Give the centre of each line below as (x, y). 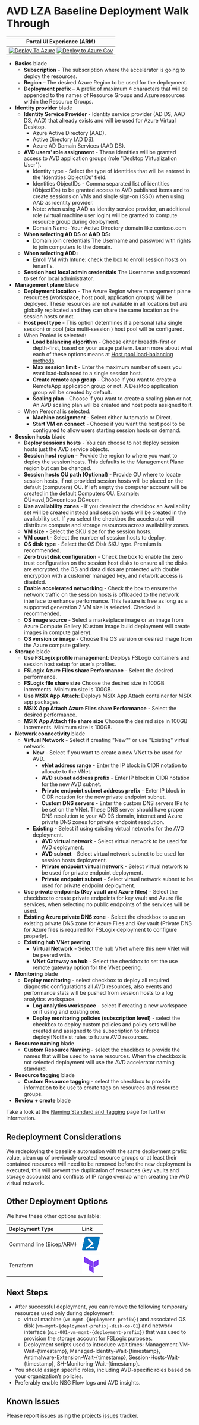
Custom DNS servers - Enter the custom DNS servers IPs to (115, 803)
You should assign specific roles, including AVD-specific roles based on (103, 1370)
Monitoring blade (36, 974)
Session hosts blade (40, 437)
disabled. (35, 582)
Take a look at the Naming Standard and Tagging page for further (86, 1112)
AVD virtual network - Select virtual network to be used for (114, 841)
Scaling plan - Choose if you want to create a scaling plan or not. (113, 399)
